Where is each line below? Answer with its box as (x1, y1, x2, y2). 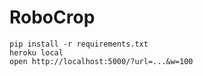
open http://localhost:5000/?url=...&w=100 (9, 56, 194, 66)
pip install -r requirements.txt (9, 39, 149, 49)
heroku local (9, 47, 64, 58)
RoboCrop (9, 6, 96, 29)
